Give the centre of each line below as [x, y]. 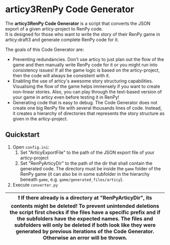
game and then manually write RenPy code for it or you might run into [85, 65]
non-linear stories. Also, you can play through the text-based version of [87, 91]
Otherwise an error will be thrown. [85, 237]
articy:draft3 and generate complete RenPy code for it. [62, 40]
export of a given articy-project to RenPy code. [54, 28]
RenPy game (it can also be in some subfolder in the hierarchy [85, 174]
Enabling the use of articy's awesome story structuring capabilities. [83, 81]
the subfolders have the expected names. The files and [85, 219]
